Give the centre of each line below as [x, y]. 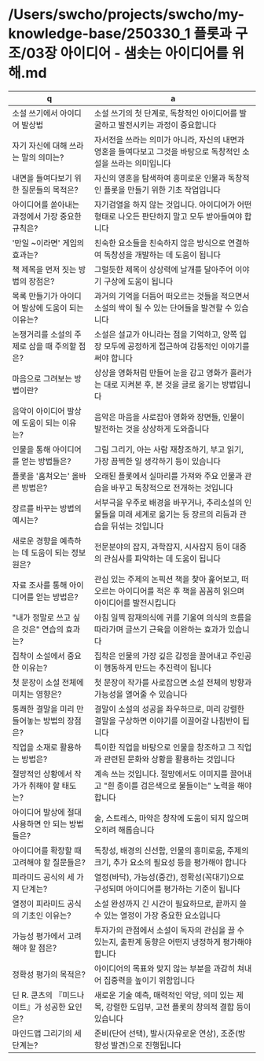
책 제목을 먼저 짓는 [44, 269]
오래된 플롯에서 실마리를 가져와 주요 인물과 [168, 476]
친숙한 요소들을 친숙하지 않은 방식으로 [160, 243]
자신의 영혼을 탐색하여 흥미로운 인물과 [160, 178]
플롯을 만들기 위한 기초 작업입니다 [162, 190]
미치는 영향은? [37, 694]
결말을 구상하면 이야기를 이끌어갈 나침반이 [167, 720]
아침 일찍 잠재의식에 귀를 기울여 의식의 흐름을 [173, 617]
